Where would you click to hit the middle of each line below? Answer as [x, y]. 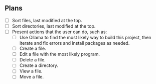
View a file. [31, 71]
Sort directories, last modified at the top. [54, 26]
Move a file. [31, 77]
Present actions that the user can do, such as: [59, 32]
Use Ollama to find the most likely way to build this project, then [85, 37]
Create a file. [33, 49]
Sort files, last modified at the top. [47, 20]
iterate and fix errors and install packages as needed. [74, 43]
